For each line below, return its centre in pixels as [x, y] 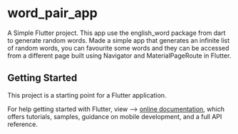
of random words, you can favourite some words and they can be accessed [118, 48]
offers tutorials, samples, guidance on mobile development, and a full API [115, 116]
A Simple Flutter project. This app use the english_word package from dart [117, 33]
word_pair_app [52, 13]
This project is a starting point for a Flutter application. [87, 95]
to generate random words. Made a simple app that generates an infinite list [119, 40]
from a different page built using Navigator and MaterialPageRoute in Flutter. [119, 56]
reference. [22, 124]
